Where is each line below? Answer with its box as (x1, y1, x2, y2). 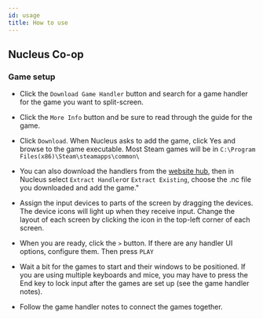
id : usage (8, 11, 41, 20)
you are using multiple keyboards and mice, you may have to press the (19, 270, 249, 280)
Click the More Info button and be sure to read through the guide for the (19, 113, 253, 122)
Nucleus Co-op (8, 48, 84, 61)
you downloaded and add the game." (19, 183, 140, 193)
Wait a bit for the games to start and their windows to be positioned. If (19, 262, 246, 271)
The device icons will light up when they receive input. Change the (19, 207, 236, 216)
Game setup (8, 71, 56, 82)
